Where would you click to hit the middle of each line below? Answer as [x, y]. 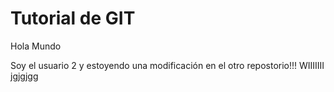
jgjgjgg [24, 76]
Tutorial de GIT [73, 18]
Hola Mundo [36, 46]
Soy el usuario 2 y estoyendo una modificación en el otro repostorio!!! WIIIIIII [167, 65]
